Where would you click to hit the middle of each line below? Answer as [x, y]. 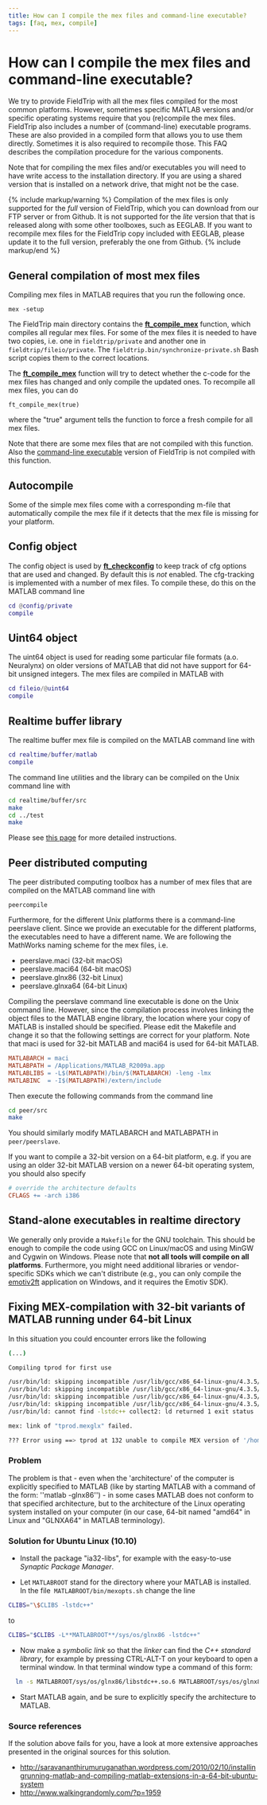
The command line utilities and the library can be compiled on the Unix [124, 777]
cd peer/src [28, 1110]
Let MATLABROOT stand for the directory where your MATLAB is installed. [135, 1582]
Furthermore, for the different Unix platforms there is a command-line [122, 920]
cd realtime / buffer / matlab [53, 755]
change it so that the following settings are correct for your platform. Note [129, 1035]
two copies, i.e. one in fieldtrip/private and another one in [107, 341]
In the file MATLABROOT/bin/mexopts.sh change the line [108, 1591]
